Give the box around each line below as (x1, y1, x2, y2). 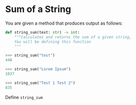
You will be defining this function (14, 39, 92, 44)
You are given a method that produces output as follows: (5, 20, 123, 26)
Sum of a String (5, 4, 72, 15)
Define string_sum (5, 94, 43, 100)
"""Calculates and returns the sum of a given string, (14, 34, 132, 40)
